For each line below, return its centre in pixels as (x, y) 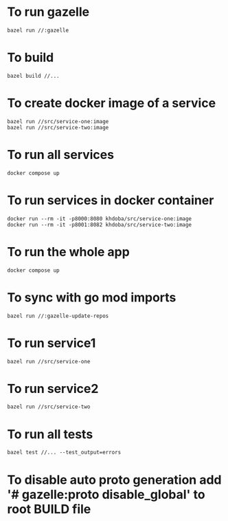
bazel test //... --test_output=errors (64, 453)
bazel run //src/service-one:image (58, 121)
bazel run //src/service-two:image (58, 127)
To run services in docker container (111, 200)
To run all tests (50, 434)
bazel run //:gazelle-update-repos (58, 316)
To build (31, 57)
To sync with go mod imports (92, 297)
